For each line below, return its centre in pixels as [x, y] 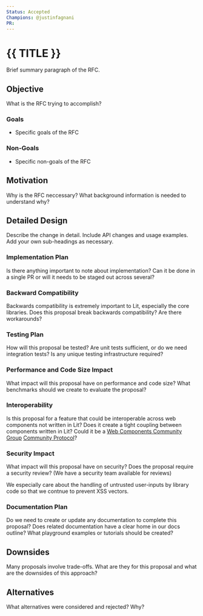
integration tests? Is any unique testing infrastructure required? [85, 354]
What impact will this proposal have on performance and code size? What [98, 383]
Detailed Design [37, 220]
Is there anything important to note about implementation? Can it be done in [101, 270]
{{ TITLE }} [34, 53]
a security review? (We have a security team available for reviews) [89, 473]
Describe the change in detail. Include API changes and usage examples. [97, 235]
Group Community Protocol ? [42, 438]
